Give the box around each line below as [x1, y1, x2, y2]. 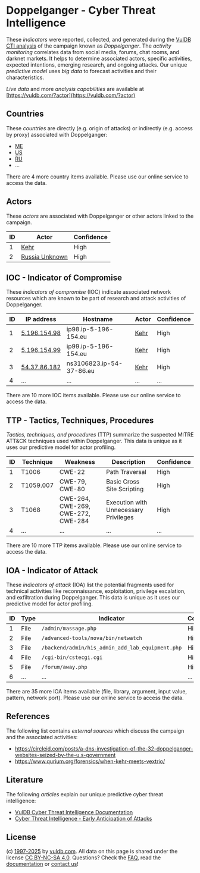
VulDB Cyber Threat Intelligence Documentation [14, 808, 133, 815]
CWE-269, [59, 502, 91, 510]
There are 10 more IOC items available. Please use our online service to [6, 392, 181, 399]
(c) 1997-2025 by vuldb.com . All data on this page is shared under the [6, 848, 178, 855]
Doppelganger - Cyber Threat [6, 4, 156, 17]
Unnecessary [106, 506, 144, 514]
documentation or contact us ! [6, 861, 79, 868]
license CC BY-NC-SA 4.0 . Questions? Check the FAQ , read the [6, 854, 161, 861]
